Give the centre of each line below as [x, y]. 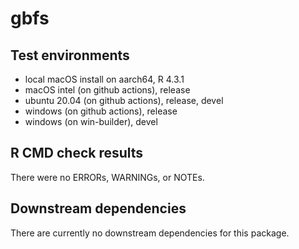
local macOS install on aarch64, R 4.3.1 [104, 79]
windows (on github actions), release [101, 111]
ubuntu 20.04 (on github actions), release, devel [124, 100]
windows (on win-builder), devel [91, 121]
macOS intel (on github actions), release [107, 90]
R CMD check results [77, 153]
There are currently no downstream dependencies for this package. [150, 233]
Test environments [70, 55]
